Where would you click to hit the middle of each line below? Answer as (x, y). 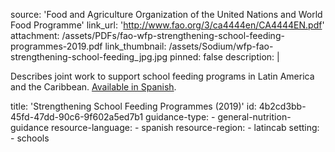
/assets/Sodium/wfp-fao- (221, 46)
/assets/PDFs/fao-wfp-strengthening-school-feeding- (173, 35)
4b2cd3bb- (282, 106)
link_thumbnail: (135, 46)
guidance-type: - (180, 117)
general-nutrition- (254, 117)
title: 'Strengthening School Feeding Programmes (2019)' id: (133, 106)
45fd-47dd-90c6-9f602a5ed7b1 (77, 117)
